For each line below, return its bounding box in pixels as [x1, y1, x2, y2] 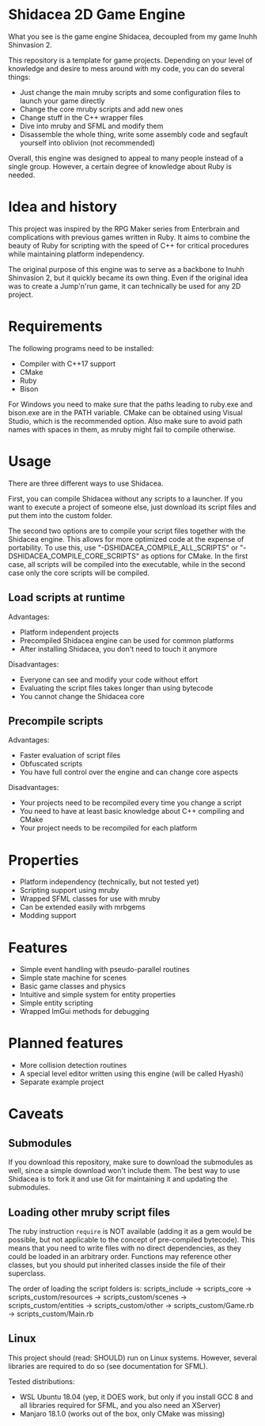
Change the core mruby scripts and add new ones [19, 104, 184, 114]
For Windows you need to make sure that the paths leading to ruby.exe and [8, 399, 253, 409]
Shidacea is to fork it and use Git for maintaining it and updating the [8, 1174, 228, 1184]
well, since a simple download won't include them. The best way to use [8, 1166, 240, 1175]
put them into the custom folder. [8, 510, 113, 520]
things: [8, 72, 31, 81]
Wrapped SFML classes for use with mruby [19, 894, 161, 903]
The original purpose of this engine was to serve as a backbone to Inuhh [8, 264, 245, 274]
